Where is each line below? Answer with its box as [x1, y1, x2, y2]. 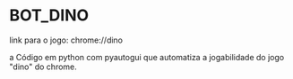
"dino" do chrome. [9, 61, 78, 72]
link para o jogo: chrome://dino [9, 35, 124, 45]
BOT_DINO [9, 5, 90, 26]
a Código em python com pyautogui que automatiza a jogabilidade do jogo [9, 51, 285, 62]
